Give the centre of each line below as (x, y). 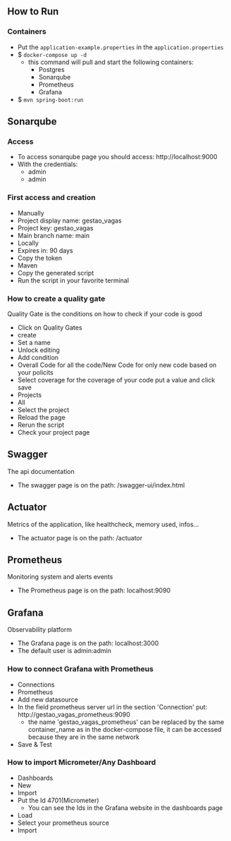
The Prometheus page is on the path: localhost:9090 (94, 590)
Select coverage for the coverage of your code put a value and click (116, 380)
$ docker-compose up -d (52, 54)
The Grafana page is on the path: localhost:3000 (88, 643)
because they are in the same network (83, 737)
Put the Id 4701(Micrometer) (58, 800)
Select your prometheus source (63, 823)
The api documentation (41, 471)
